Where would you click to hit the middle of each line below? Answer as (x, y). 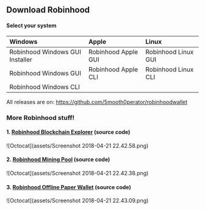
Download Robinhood (48, 10)
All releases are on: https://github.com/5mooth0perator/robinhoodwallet (97, 102)
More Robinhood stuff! (41, 117)
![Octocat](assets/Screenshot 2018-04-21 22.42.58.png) (77, 145)
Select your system (31, 25)
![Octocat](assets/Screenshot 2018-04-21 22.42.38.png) (77, 173)
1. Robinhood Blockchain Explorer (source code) (68, 132)
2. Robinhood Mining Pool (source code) (58, 159)
